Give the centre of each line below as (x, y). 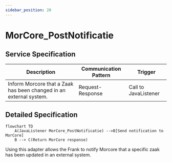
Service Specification (40, 54)
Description (41, 72)
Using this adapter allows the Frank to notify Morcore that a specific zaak (82, 150)
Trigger (147, 72)
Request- (90, 87)
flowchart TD (19, 127)
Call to (136, 87)
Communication (101, 69)
